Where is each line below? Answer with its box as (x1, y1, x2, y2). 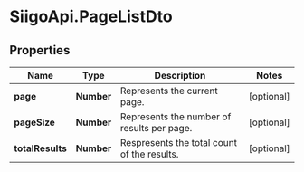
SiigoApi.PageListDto (9, 6, 174, 27)
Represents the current (120, 84, 219, 97)
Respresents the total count (120, 137, 238, 148)
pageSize (14, 116, 56, 129)
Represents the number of (120, 110, 232, 123)
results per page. (120, 122, 193, 134)
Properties (9, 43, 71, 58)
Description (154, 70, 206, 81)
